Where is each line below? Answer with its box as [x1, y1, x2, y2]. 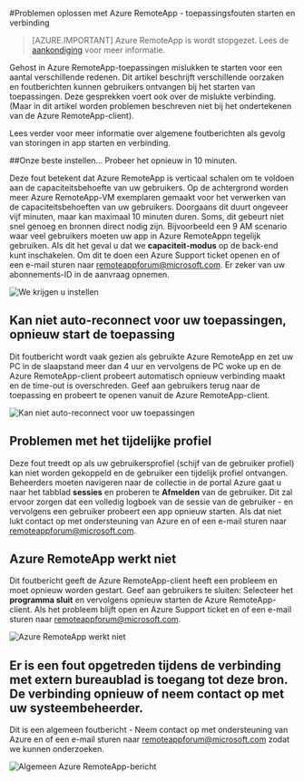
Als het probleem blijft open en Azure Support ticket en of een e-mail [34, 604, 292, 615]
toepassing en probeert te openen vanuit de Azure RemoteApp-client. [9, 389, 270, 400]
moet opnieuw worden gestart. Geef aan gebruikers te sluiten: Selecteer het [9, 585, 293, 596]
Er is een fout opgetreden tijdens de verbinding [9, 658, 281, 673]
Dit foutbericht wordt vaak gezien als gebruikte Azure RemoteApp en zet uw [9, 351, 294, 362]
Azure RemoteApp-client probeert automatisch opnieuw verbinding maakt [9, 370, 286, 381]
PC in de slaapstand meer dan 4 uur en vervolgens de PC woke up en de [9, 360, 281, 371]
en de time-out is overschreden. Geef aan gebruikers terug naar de [9, 380, 260, 391]
